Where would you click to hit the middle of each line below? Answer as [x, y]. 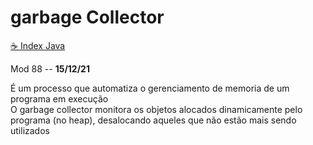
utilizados [30, 130]
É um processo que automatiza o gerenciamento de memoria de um [150, 88]
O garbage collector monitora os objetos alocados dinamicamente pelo [156, 109]
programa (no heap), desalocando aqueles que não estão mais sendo [153, 120]
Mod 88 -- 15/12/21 [50, 68]
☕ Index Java [38, 45]
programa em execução [59, 98]
